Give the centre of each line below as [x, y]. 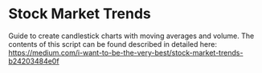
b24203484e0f [34, 61]
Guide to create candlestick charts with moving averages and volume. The [131, 36]
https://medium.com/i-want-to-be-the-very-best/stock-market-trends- [126, 52]
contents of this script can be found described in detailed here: [113, 44]
